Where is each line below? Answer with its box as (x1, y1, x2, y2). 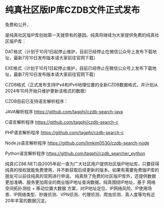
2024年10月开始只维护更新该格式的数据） (5, 88, 89, 94)
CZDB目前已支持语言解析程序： (5, 98, 69, 104)
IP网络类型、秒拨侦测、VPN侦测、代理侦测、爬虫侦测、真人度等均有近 (13, 191, 155, 197)
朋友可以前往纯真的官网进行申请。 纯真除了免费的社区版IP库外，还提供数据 (5, 173, 156, 179)
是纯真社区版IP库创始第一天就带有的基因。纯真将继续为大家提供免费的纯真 (5, 32, 155, 38)
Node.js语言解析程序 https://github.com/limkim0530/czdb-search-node (5, 140, 150, 146)
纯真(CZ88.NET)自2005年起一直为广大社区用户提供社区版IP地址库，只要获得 (5, 160, 160, 167)
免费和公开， (5, 22, 31, 27)
